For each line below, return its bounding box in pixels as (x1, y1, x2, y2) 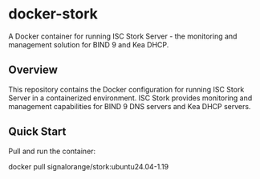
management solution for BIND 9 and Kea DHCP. (8, 39, 169, 49)
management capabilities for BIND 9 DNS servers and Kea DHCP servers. (8, 101, 251, 111)
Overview (8, 63, 59, 77)
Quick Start (8, 125, 67, 139)
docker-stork (8, 5, 98, 23)
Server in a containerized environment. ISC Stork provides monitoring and (8, 93, 253, 103)
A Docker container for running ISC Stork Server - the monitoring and (8, 31, 238, 41)
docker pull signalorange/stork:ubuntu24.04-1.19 (8, 161, 169, 171)
